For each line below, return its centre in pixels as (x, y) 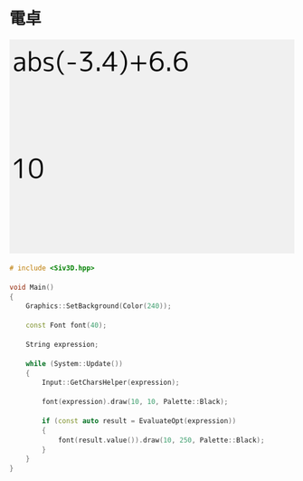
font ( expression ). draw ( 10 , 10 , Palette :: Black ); (135, 402)
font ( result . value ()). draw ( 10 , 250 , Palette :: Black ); (161, 440)
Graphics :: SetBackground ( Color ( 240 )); (99, 306)
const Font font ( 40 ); (66, 326)
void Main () (32, 287)
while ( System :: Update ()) (75, 363)
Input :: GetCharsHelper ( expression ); (111, 383)
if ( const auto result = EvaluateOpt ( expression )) (139, 421)
